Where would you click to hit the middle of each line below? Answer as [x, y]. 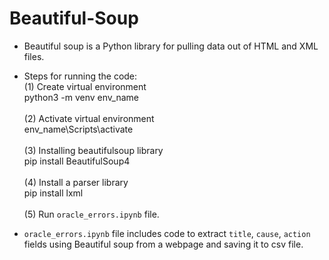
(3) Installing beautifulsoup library [93, 150]
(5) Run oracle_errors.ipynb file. [91, 214]
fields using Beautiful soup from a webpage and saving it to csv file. [163, 244]
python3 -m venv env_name [81, 97]
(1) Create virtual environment [85, 86]
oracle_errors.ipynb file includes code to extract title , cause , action [167, 233]
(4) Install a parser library [76, 182]
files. [34, 56]
